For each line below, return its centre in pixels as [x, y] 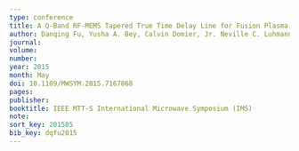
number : [24, 59]
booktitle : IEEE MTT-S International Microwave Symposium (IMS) [131, 108]
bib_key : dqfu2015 [43, 133]
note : [19, 116]
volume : [24, 51]
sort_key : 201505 [41, 125]
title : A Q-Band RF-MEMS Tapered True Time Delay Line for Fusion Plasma [149, 26]
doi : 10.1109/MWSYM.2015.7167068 [71, 83]
